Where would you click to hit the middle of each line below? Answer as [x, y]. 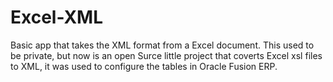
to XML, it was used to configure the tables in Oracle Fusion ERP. [144, 66]
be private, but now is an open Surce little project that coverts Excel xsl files [166, 55]
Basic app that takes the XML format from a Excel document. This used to [162, 45]
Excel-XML [56, 17]
